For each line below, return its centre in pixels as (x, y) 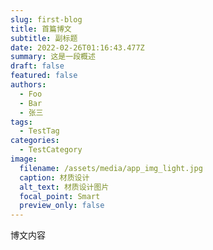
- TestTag (39, 131)
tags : (21, 122)
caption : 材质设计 (54, 177)
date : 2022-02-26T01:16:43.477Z (77, 47)
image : (24, 159)
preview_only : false (62, 206)
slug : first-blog (46, 19)
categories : (35, 141)
